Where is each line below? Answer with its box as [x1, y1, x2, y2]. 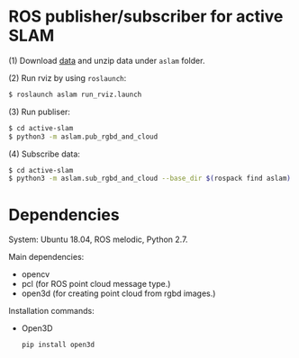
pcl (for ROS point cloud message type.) [21, 279, 171, 290]
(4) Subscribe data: [8, 148, 80, 159]
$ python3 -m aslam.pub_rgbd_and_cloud [8, 132, 159, 141]
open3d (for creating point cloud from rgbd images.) [21, 288, 216, 299]
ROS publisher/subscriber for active [8, 6, 284, 27]
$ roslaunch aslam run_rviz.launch [8, 90, 142, 99]
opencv [21, 269, 50, 280]
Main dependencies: [8, 252, 85, 263]
